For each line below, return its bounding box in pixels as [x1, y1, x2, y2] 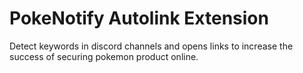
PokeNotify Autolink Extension [9, 7, 269, 30]
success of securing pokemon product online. [9, 50, 199, 62]
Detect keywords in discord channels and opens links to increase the [9, 40, 294, 52]
